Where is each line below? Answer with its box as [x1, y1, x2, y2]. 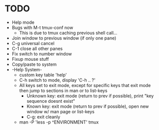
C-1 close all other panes [11, 45, 63, 51]
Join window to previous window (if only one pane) [11, 35, 117, 41]
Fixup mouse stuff [11, 56, 49, 62]
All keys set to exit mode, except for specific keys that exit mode [19, 82, 151, 88]
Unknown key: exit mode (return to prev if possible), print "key [26, 92, 154, 99]
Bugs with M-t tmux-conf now [11, 24, 73, 30]
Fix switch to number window [11, 50, 72, 57]
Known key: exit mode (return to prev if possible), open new [26, 103, 149, 109]
